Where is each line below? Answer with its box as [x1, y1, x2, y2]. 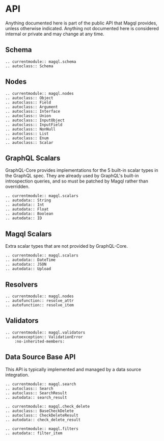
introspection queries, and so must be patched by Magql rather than [5, 178, 149, 184]
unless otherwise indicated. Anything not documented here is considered [5, 25, 159, 31]
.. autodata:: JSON [5, 262, 47, 267]
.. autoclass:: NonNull [5, 126, 56, 132]
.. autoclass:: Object [5, 95, 53, 100]
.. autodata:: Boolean [5, 211, 53, 217]
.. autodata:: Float [5, 207, 49, 212]
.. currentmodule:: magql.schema [5, 59, 76, 64]
